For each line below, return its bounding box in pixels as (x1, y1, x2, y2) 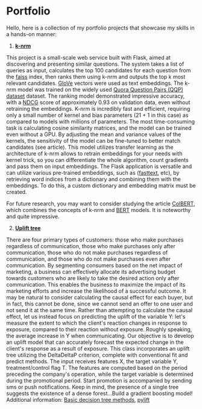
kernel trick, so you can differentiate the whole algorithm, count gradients (6, 156, 189, 163)
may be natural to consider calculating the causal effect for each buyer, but (6, 293, 193, 301)
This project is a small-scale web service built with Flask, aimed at (6, 54, 171, 61)
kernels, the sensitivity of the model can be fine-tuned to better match (6, 137, 181, 144)
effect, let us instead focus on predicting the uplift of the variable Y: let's (6, 313, 186, 320)
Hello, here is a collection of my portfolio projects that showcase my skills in (6, 24, 195, 31)
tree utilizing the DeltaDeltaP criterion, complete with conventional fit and (6, 351, 188, 358)
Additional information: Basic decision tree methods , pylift (6, 396, 150, 403)
